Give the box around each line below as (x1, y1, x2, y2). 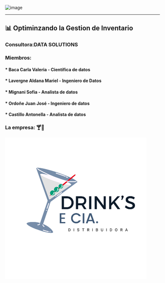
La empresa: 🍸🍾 (5, 124, 45, 131)
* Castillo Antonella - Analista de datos (5, 112, 86, 117)
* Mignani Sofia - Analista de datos (5, 89, 78, 95)
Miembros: (5, 55, 32, 61)
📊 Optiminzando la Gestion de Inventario (5, 24, 134, 32)
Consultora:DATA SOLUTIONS (5, 41, 78, 48)
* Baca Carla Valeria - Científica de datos (5, 66, 91, 72)
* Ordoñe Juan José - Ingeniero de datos (5, 100, 90, 106)
